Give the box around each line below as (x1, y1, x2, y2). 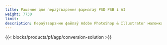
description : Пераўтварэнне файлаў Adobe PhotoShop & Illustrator (5, 21, 146, 26)
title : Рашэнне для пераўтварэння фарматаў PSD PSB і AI (5, 7, 126, 12)
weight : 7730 (5, 12, 32, 17)
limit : (5, 16, 19, 21)
